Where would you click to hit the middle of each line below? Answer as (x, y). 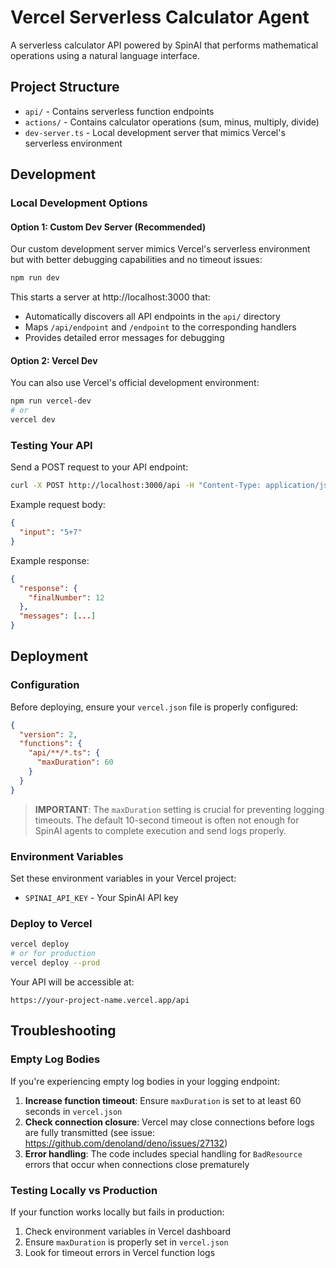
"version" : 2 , (48, 734)
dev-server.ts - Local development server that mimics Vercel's (155, 132)
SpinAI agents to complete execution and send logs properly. (160, 830)
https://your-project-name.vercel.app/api (100, 1000)
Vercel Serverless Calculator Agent (160, 17)
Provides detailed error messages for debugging (124, 338)
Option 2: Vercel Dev (54, 360)
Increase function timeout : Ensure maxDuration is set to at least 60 (163, 1100)
